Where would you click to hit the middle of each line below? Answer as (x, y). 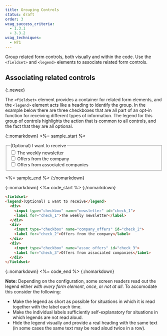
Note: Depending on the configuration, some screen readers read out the (81, 281)
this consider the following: (33, 292)
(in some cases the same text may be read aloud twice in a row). (79, 328)
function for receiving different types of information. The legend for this (79, 115)
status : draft (20, 15)
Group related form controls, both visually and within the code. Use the (78, 57)
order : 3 (14, 19)
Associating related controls (50, 78)
